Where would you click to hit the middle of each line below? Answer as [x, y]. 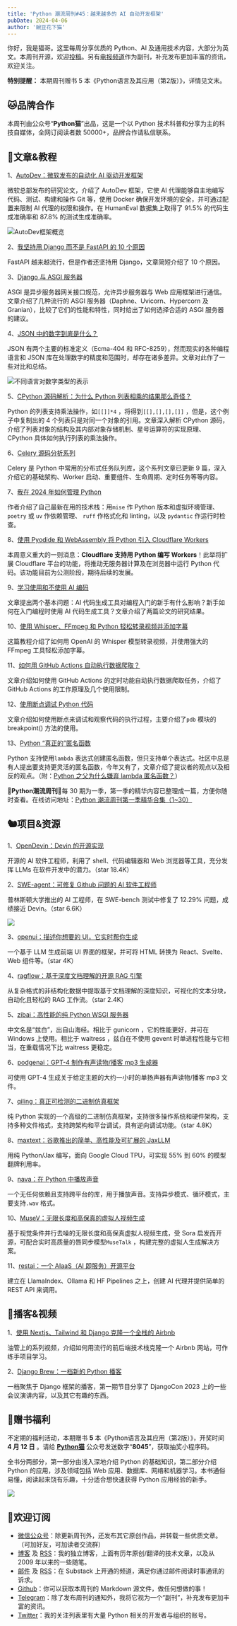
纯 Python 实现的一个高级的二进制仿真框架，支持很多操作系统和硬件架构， [115, 1116]
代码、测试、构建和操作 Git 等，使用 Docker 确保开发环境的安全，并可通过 [115, 199]
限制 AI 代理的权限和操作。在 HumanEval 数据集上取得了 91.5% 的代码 [121, 208]
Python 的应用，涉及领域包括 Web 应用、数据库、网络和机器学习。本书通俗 [116, 1471]
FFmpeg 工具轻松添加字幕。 [48, 650]
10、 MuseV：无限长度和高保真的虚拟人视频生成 [76, 1218]
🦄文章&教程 [32, 157]
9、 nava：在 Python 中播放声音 [53, 1179]
